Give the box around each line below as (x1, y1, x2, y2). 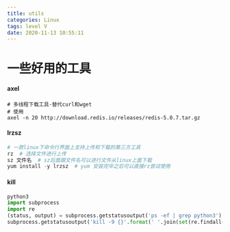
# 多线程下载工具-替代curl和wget (7, 101, 92, 108)
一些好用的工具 (7, 61, 92, 76)
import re (7, 206, 36, 213)
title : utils (7, 10, 44, 17)
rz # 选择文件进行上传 (7, 150, 67, 157)
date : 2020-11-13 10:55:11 (7, 29, 84, 36)
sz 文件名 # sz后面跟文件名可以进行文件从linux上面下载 (7, 156, 153, 163)
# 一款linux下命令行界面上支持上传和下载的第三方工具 (7, 143, 141, 151)
